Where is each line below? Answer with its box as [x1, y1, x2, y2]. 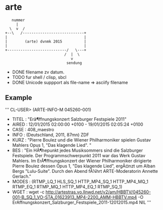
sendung [66, 60, 82, 65]
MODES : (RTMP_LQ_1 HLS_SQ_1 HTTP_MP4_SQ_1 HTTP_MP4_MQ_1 [12, 178, 148, 185]
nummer [11, 18, 25, 23]
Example [5, 93, 32, 102]
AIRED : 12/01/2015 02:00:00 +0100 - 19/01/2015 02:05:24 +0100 [12, 121, 143, 127]
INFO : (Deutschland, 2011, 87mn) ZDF [12, 132, 90, 138]
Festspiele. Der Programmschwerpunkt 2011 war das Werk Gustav [12, 152, 146, 158]
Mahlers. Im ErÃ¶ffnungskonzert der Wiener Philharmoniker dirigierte [12, 158, 152, 163]
